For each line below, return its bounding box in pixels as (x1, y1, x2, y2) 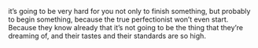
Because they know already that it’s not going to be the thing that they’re (8, 23, 244, 32)
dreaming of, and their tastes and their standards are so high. (8, 31, 207, 40)
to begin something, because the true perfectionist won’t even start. (8, 15, 229, 24)
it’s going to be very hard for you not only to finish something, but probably (8, 7, 251, 15)
